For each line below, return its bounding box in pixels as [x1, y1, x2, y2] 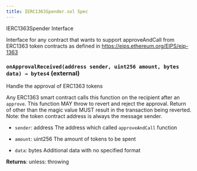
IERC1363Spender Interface [6, 25, 74, 32]
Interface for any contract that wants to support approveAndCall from [6, 36, 175, 43]
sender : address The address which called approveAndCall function [14, 124, 178, 131]
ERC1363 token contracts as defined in [6, 42, 101, 49]
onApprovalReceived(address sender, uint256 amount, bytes [6, 63, 179, 70]
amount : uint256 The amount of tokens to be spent [14, 135, 136, 142]
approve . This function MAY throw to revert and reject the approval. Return [6, 100, 186, 107]
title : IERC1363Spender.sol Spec [6, 8, 88, 15]
